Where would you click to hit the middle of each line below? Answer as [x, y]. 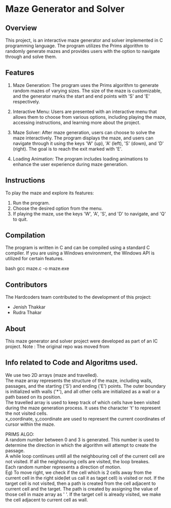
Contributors [26, 285]
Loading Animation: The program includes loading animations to [80, 159]
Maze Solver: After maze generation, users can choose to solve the [84, 132]
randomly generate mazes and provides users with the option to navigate [83, 51]
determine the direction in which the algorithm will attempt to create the [81, 445]
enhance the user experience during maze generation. [70, 164]
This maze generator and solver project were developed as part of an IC [82, 341]
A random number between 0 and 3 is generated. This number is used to [82, 440]
